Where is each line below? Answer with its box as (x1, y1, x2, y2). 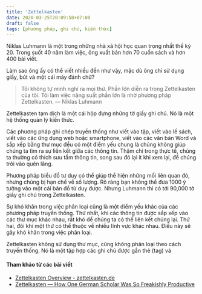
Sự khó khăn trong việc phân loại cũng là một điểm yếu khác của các (6, 203, 178, 210)
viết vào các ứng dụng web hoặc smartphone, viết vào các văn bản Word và (6, 135, 197, 142)
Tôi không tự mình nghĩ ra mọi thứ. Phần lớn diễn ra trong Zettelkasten (21, 85, 195, 93)
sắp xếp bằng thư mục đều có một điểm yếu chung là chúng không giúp (6, 141, 186, 149)
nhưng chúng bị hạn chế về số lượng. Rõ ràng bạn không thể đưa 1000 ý (6, 178, 186, 185)
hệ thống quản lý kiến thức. (6, 116, 74, 124)
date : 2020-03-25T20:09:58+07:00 (6, 15, 91, 21)
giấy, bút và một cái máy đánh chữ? (6, 73, 95, 81)
